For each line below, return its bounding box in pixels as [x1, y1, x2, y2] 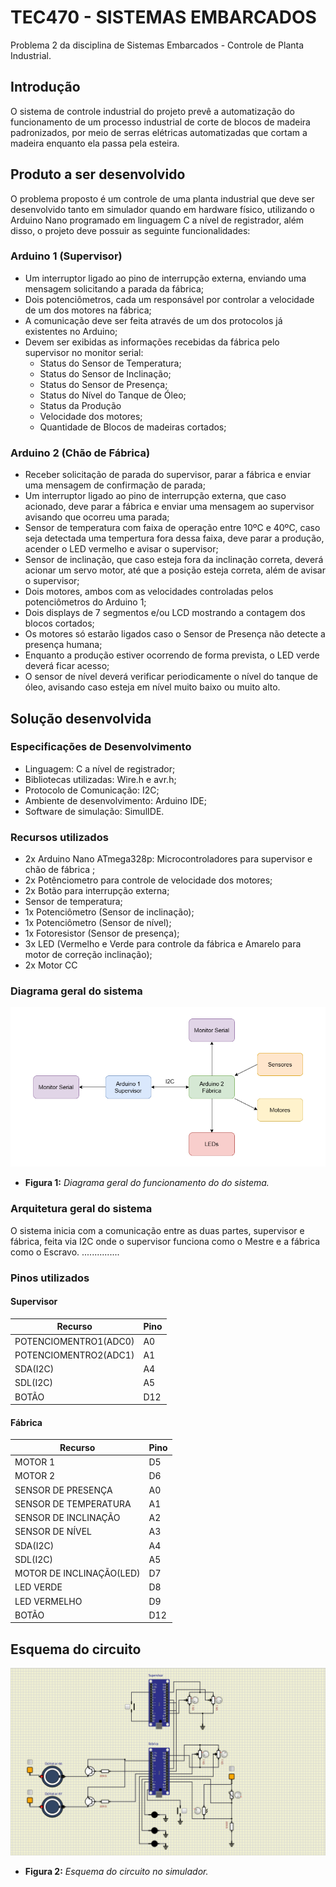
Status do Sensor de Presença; [39, 378, 168, 390]
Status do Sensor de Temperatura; [39, 357, 182, 369]
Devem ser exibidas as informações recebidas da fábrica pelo [24, 336, 280, 348]
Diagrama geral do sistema [10, 984, 143, 998]
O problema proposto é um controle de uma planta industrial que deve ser [10, 192, 315, 205]
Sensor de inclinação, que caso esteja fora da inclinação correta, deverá [24, 554, 324, 566]
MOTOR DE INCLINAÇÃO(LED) [14, 1567, 141, 1580]
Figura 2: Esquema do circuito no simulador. [24, 1866, 209, 1878]
